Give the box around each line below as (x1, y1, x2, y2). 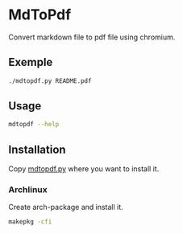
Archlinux (8, 184, 48, 195)
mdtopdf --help (8, 121, 60, 129)
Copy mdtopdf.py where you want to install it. (8, 164, 160, 174)
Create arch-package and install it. (8, 203, 123, 212)
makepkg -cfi (8, 218, 52, 226)
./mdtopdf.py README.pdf (8, 76, 92, 85)
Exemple (8, 55, 53, 69)
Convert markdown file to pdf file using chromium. (8, 32, 176, 42)
